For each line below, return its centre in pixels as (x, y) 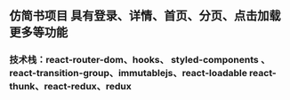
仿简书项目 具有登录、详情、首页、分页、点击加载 (145, 16)
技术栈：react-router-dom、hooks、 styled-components (134, 60)
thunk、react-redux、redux (70, 87)
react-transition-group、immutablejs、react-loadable (128, 73)
